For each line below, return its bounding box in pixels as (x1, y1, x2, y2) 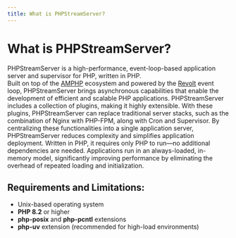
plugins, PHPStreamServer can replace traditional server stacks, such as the (7, 108, 229, 117)
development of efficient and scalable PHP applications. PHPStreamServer (7, 94, 224, 102)
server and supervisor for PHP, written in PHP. (7, 71, 142, 80)
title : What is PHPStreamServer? (7, 10, 106, 18)
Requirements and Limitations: (7, 181, 145, 194)
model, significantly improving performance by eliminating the (32, 154, 213, 162)
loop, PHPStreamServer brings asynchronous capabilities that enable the (7, 86, 219, 95)
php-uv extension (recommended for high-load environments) (17, 223, 199, 231)
